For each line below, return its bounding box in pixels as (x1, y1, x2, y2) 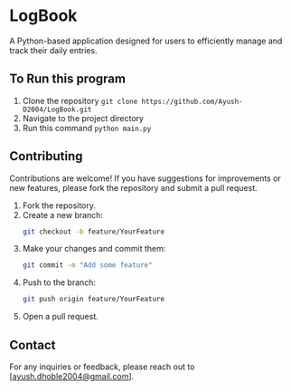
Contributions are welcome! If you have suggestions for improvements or (9, 173, 282, 184)
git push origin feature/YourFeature (22, 295, 165, 304)
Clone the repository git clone (22, 95, 138, 106)
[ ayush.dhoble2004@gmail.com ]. (9, 371, 135, 381)
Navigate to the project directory (22, 112, 145, 123)
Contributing (9, 148, 83, 164)
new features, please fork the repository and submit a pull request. (9, 182, 258, 193)
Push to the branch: (22, 277, 97, 288)
